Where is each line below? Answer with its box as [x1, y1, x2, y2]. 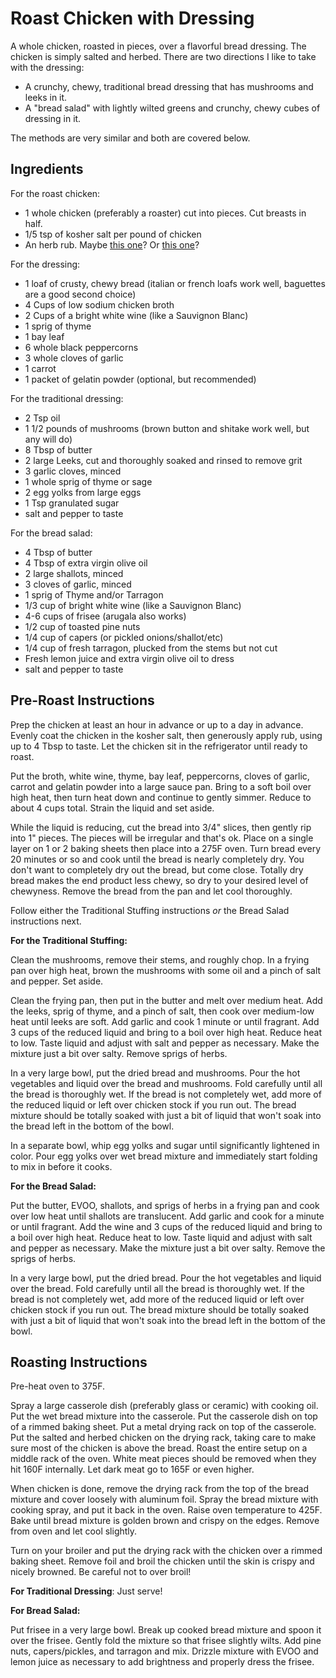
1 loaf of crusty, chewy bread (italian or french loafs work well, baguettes [24, 277, 326, 289]
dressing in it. [24, 112, 82, 124]
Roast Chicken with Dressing [10, 7, 255, 30]
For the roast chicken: [10, 187, 101, 199]
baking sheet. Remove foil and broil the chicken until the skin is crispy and [10, 1555, 315, 1567]
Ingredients [10, 161, 84, 178]
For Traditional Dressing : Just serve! [10, 1585, 163, 1597]
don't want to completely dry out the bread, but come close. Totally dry [10, 863, 304, 876]
